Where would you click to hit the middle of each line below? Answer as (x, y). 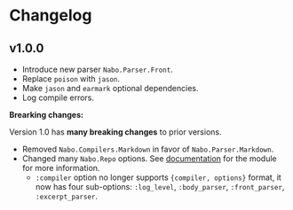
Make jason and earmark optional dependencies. (110, 88)
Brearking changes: (47, 115)
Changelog (51, 16)
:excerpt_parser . (67, 196)
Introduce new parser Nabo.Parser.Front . (97, 69)
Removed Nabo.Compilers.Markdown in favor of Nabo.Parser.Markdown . (148, 149)
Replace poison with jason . (71, 79)
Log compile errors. (58, 97)
